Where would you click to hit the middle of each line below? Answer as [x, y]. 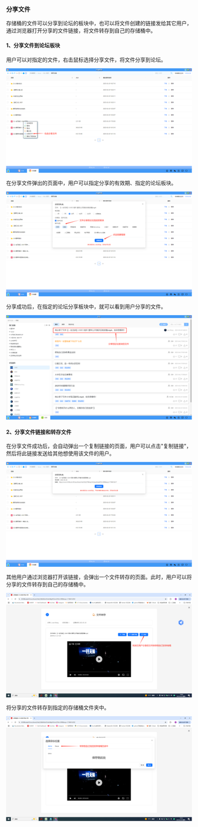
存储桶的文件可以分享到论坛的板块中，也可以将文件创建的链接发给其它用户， [99, 23]
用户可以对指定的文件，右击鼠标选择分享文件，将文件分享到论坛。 [86, 60]
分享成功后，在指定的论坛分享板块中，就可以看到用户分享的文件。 [86, 306]
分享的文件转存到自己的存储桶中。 [47, 584]
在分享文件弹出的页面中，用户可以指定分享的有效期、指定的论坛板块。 [91, 183]
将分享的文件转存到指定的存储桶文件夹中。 [58, 708]
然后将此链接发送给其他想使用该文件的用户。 [60, 453]
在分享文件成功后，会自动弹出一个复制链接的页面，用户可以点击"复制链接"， [99, 446]
